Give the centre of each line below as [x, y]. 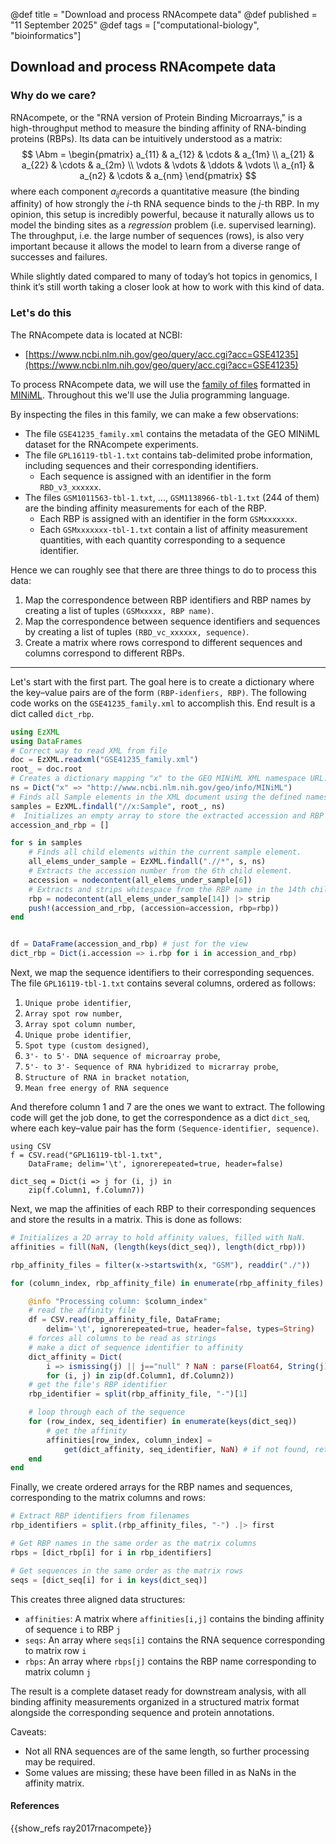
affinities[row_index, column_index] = [129, 1440]
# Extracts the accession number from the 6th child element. [160, 871]
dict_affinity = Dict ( [75, 1357]
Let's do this [41, 313]
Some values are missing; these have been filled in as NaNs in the [160, 1772]
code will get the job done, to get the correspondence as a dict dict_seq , [160, 1118]
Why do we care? [53, 96]
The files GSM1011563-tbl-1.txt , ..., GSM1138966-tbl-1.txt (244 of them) [172, 497]
